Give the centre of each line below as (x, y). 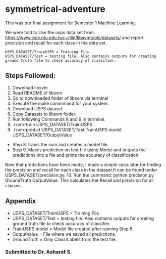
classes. (14, 185)
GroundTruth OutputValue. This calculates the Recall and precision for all (79, 180)
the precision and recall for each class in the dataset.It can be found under (81, 170)
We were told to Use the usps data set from (50, 32)
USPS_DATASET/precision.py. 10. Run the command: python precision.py (80, 175)
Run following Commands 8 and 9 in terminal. (59, 119)
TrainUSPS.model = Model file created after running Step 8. (73, 229)
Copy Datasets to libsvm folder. (44, 114)
